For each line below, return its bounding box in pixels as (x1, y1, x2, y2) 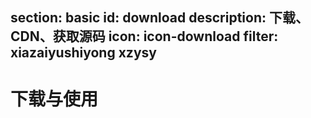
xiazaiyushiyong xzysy (10, 44, 157, 62)
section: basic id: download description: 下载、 (10, 9, 309, 27)
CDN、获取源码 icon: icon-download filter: (10, 28, 279, 45)
